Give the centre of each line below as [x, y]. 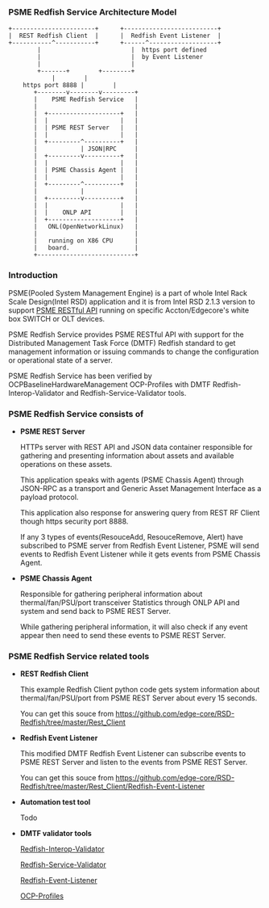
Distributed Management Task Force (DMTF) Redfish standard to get [122, 343]
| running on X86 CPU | [86, 241]
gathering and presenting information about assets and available [127, 456]
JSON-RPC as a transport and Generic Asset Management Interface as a [141, 488]
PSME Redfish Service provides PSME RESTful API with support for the [126, 334]
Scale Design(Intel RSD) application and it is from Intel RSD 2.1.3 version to [132, 301]
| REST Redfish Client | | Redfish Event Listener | [115, 36]
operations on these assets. [66, 464]
